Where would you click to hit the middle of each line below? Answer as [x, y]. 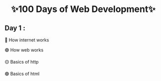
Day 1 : [15, 28]
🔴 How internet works [27, 40]
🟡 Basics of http [22, 62]
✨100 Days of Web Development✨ [83, 9]
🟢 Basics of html [22, 74]
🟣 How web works [24, 50]
